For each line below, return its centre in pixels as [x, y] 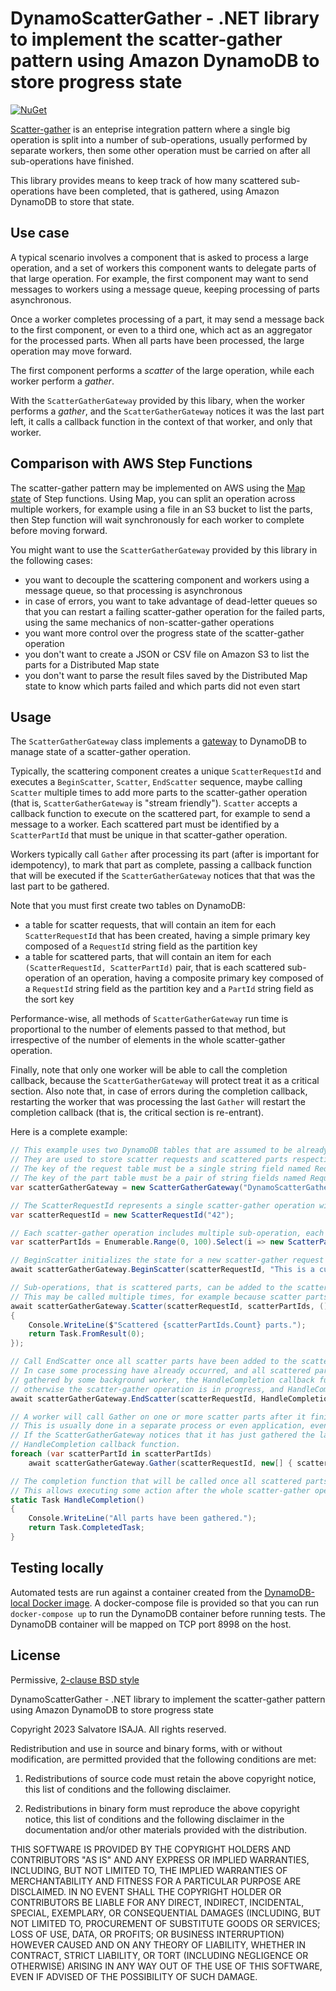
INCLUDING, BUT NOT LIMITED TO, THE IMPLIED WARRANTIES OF [149, 1870]
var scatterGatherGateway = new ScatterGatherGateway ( [127, 1187]
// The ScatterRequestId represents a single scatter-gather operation [162, 1205]
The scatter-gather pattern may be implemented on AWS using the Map [158, 488]
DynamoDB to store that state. [72, 201]
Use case [40, 233]
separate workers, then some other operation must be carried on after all [160, 150]
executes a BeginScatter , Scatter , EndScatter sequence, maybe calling [156, 782]
